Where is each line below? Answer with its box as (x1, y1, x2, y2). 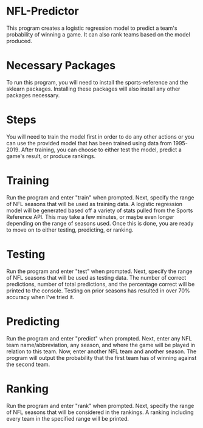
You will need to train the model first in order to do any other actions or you (6, 133, 194, 140)
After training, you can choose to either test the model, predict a (21, 146, 182, 153)
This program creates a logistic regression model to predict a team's (6, 24, 177, 32)
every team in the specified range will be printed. (6, 415, 129, 422)
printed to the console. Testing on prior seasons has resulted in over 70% (6, 287, 190, 294)
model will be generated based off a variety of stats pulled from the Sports (6, 207, 193, 214)
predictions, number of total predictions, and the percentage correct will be (6, 280, 195, 288)
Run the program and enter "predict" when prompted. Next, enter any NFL (6, 334, 193, 342)
